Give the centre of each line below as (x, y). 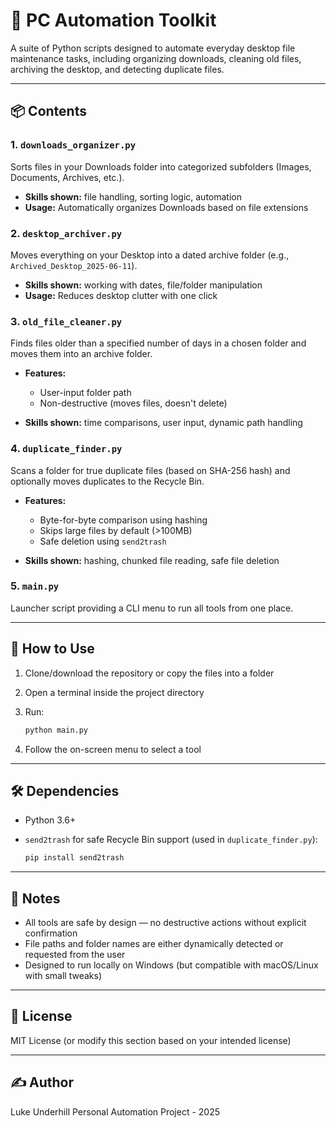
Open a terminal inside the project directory (114, 692)
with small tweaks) (63, 975)
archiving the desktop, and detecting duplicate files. (117, 69)
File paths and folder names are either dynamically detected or (154, 943)
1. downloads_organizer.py (73, 145)
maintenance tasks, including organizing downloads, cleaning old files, (156, 58)
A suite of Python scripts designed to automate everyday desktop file (153, 48)
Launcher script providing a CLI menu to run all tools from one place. (152, 608)
